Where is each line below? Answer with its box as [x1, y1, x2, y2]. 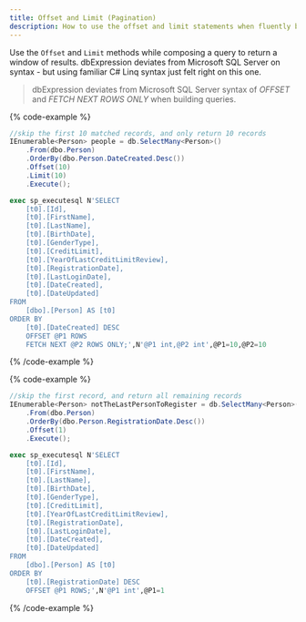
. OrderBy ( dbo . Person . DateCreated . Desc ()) [25, 154, 185, 164]
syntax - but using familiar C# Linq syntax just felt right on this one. [9, 66, 262, 77]
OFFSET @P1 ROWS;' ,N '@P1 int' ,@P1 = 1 [25, 586, 166, 595]
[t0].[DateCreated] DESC [25, 322, 120, 332]
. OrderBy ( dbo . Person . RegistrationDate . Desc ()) [25, 417, 206, 426]
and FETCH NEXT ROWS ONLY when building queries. [31, 93, 237, 105]
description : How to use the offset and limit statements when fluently [9, 22, 291, 31]
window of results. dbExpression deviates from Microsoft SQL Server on [9, 56, 280, 67]
